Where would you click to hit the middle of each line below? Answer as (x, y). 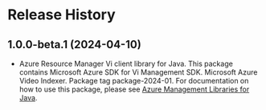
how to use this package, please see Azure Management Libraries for (134, 89)
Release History (61, 15)
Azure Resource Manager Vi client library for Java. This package (126, 63)
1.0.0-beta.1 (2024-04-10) (74, 45)
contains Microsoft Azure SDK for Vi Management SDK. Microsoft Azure (138, 72)
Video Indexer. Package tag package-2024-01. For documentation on (134, 81)
